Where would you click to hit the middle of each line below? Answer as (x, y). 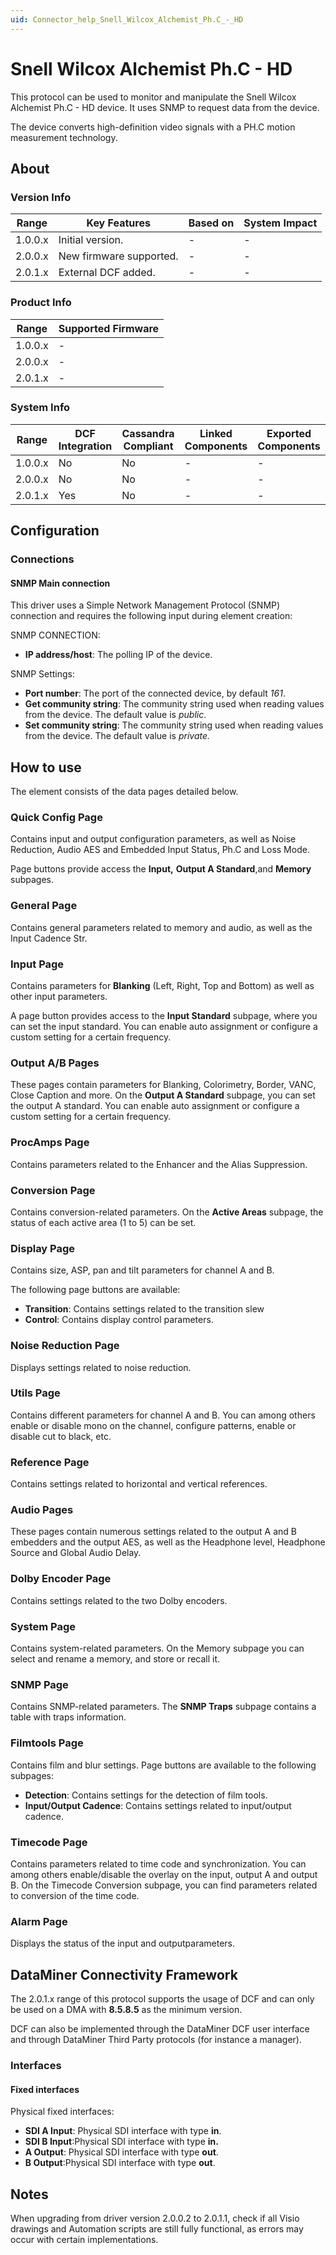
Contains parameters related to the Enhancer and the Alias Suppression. (159, 1164)
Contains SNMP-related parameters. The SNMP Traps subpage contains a (163, 1707)
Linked (216, 433)
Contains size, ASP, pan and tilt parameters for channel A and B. (142, 1270)
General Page (44, 906)
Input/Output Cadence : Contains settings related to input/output (158, 1805)
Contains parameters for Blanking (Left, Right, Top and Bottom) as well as (162, 986)
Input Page (37, 964)
